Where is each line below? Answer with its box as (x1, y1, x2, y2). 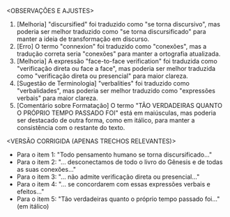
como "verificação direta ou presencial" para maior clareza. (16, 72, 189, 80)
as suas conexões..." (16, 166, 77, 173)
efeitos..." (16, 188, 45, 195)
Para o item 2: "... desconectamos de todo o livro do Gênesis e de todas (16, 158, 223, 166)
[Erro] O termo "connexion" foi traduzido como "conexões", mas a (16, 42, 207, 50)
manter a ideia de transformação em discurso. (16, 35, 150, 43)
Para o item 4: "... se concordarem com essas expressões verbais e (16, 180, 210, 188)
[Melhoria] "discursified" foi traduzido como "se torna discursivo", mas (16, 20, 221, 28)
